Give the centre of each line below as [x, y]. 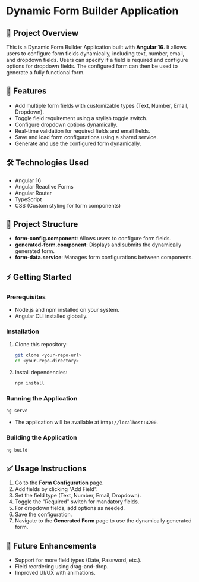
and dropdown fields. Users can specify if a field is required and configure [97, 60]
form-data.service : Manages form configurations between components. [104, 258]
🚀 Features [26, 91]
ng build [17, 450]
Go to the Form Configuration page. [59, 483]
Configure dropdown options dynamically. [66, 124]
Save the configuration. [43, 514]
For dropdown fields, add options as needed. [70, 508]
